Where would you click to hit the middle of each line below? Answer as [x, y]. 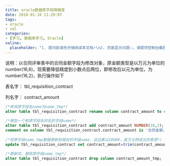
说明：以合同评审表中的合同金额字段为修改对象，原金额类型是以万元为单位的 [85, 63]
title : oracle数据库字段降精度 [35, 10]
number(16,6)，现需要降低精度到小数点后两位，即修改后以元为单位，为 [79, 69]
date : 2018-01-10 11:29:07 [34, 15]
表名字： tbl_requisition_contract [39, 86]
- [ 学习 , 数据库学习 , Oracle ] [34, 39]
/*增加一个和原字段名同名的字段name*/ [41, 121]
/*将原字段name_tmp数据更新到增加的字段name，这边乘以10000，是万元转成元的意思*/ [84, 140]
